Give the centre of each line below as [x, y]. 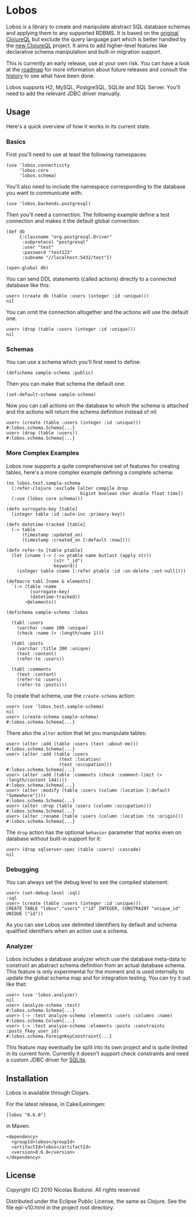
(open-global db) [27, 268]
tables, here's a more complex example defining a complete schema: [90, 472]
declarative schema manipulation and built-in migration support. [84, 51]
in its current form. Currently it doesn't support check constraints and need [97, 1054]
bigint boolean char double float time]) [132, 493]
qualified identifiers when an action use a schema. [67, 930]
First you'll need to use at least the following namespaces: [77, 155]
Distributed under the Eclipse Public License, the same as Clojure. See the [96, 1201]
